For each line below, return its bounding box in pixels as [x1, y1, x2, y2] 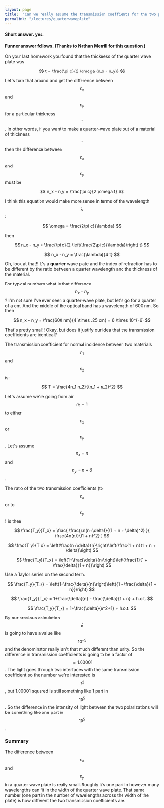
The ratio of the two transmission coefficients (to [5, 485, 103, 491]
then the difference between [5, 146, 62, 152]
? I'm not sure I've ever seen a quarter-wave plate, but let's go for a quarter [5, 297, 156, 304]
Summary [5, 737, 29, 744]
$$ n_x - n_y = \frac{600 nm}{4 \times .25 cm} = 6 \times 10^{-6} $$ [13, 317, 151, 323]
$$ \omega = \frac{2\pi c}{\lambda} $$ [42, 223, 122, 229]
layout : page [5, 7, 32, 12]
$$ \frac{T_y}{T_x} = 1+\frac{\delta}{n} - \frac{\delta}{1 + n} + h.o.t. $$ [11, 596, 153, 602]
